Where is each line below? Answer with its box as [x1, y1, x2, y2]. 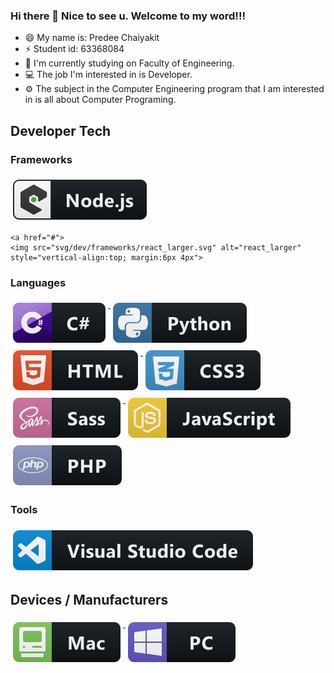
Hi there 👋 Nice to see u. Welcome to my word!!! [10, 9, 246, 23]
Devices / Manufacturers [10, 591, 169, 608]
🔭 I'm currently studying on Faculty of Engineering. [24, 57, 235, 69]
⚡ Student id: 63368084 [24, 43, 125, 55]
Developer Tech [10, 122, 112, 139]
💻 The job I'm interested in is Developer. [24, 69, 193, 81]
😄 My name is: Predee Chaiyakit [24, 32, 160, 44]
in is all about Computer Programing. [24, 94, 177, 106]
